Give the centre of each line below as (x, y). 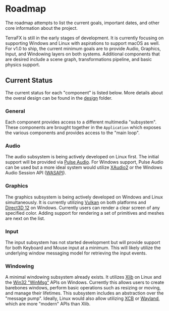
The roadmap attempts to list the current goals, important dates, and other (82, 23)
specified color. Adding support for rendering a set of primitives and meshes (85, 213)
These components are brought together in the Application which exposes (83, 128)
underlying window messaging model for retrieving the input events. (76, 253)
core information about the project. (42, 28)
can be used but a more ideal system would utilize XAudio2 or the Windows (84, 167)
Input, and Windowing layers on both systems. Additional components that (82, 54)
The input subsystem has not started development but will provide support (83, 242)
